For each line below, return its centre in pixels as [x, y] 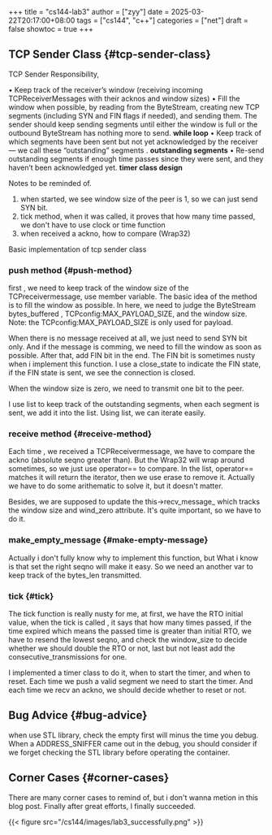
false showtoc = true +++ [51, 29]
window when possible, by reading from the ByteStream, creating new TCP [134, 107]
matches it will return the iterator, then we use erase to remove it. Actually [132, 478]
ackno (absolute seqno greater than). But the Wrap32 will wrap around [127, 460]
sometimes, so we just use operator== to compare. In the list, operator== [131, 469]
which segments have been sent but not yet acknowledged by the [119, 141]
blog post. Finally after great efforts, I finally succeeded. [102, 806]
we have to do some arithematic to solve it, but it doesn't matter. [116, 486]
